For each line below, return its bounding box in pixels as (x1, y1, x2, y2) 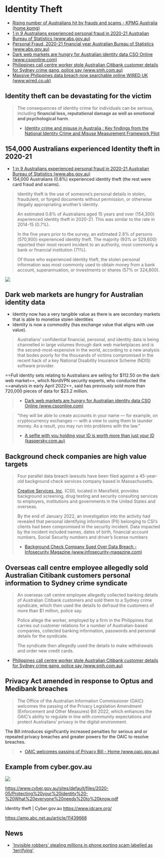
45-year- (139, 473, 158, 479)
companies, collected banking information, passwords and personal (17, 628, 156, 634)
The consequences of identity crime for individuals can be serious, (17, 105, 154, 111)
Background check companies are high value (5, 452, 147, 461)
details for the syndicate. (17, 633, 68, 639)
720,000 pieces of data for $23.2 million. (5, 388, 88, 394)
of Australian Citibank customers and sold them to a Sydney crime (17, 597, 152, 603)
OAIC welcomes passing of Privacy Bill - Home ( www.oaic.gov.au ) (24, 748, 160, 754)
